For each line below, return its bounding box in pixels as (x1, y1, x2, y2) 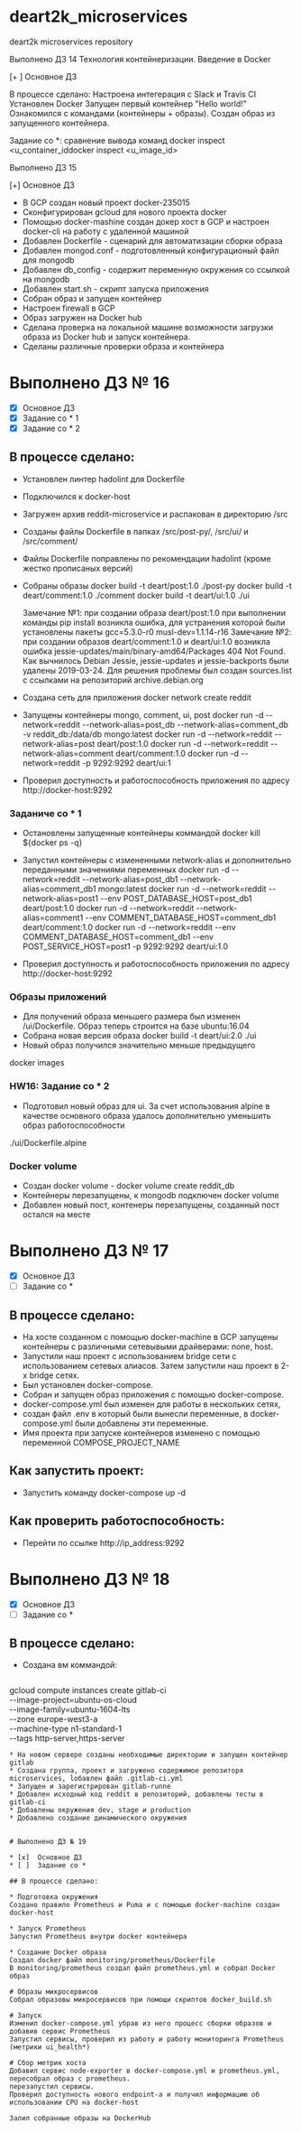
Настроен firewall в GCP (22, 303, 115, 313)
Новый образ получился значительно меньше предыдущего (22, 1040, 256, 1051)
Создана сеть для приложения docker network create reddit (22, 692, 252, 703)
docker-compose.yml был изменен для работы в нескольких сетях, (22, 1398, 281, 1410)
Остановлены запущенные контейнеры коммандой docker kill (22, 828, 261, 839)
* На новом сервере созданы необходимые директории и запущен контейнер (9, 1750, 288, 1760)
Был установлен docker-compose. (22, 1379, 153, 1390)
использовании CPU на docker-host (9, 2098, 140, 2108)
